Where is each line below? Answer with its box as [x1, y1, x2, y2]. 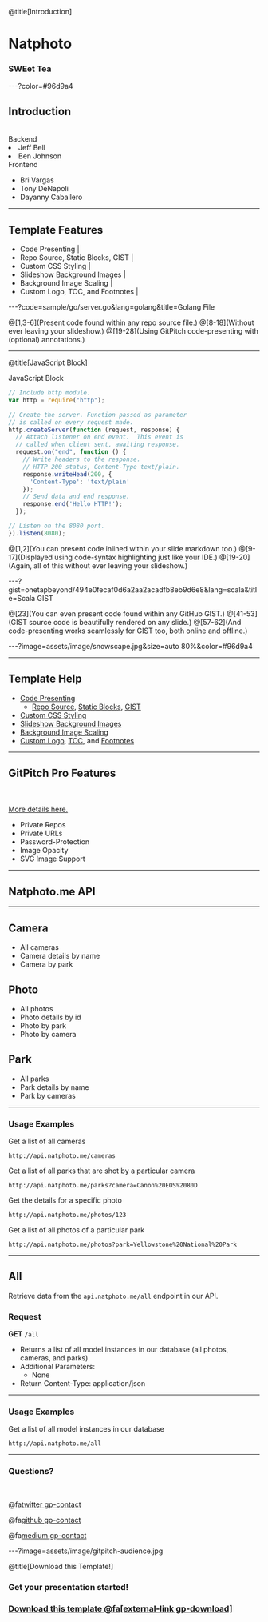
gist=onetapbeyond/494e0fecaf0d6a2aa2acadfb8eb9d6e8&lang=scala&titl [8, 584, 258, 595]
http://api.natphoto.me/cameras [8, 1152, 116, 1160]
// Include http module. [8, 389, 91, 397]
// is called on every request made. [8, 418, 134, 427]
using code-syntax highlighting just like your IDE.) [54, 552, 218, 562]
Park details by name [19, 1082, 89, 1091]
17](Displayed [8, 552, 53, 562]
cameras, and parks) [19, 1353, 89, 1363]
